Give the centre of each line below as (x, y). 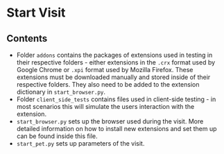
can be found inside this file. (57, 136)
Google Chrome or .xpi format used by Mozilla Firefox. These (105, 70)
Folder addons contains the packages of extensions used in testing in (114, 55)
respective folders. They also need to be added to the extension (108, 84)
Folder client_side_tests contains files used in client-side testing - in (116, 99)
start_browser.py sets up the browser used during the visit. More (110, 121)
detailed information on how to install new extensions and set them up (117, 129)
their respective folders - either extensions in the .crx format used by (116, 62)
